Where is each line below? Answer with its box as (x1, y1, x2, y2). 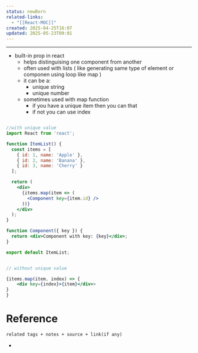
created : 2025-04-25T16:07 (6, 25, 72, 31)
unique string (32, 84, 65, 91)
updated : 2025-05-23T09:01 (6, 31, 72, 36)
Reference (6, 312, 58, 325)
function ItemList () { (6, 141, 62, 147)
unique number (32, 89, 70, 97)
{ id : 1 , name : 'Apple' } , (16, 152, 83, 158)
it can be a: (23, 77, 51, 84)
